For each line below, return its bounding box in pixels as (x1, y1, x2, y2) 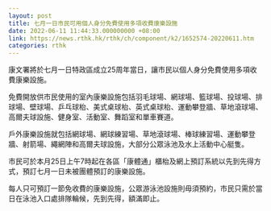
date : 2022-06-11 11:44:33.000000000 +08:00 (8, 27, 161, 35)
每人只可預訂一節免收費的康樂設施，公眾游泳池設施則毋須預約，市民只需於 (8, 184, 256, 193)
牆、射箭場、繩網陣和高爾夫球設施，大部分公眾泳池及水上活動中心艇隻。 (8, 139, 248, 149)
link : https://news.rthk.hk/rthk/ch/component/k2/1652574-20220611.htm (8, 34, 254, 43)
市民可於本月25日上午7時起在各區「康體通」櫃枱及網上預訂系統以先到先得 (8, 156, 254, 166)
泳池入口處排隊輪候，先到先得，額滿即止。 (22, 194, 164, 204)
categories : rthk (8, 42, 67, 50)
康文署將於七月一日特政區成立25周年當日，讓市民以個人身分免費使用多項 (8, 65, 250, 75)
